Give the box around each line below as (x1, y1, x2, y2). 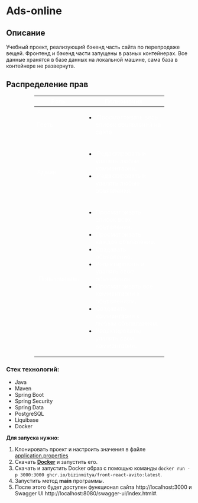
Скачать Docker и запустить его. (14, 459, 98, 466)
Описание (6, 28, 46, 38)
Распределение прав (6, 79, 89, 90)
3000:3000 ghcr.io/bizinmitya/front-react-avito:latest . (20, 471, 163, 478)
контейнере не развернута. (6, 62, 76, 69)
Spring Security (14, 397, 53, 405)
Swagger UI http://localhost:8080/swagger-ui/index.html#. (14, 490, 158, 497)
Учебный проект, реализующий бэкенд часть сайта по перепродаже (6, 43, 180, 50)
